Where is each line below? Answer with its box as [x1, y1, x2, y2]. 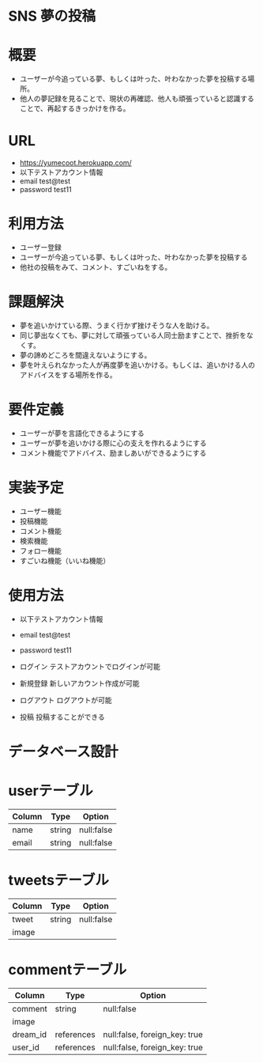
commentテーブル [8, 961, 127, 978]
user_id [12, 1042, 39, 1053]
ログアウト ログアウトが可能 [19, 695, 112, 705]
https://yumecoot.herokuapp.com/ [19, 158, 132, 168]
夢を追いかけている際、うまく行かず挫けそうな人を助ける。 [19, 320, 214, 330]
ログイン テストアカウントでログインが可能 [19, 661, 160, 671]
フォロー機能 [19, 546, 62, 555]
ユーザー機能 [19, 506, 62, 516]
